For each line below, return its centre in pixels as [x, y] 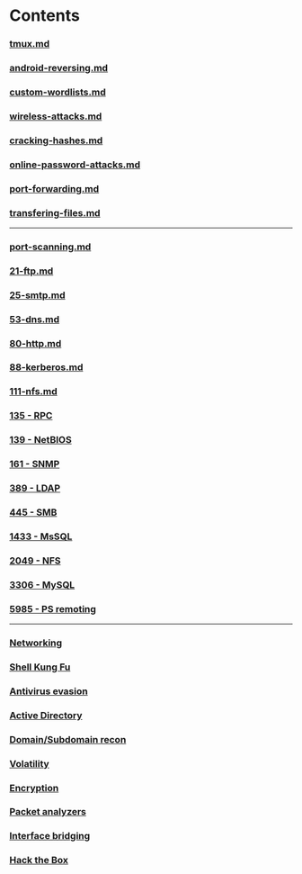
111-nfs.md [34, 392]
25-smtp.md [37, 295]
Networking [36, 643]
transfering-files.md [55, 212]
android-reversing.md [59, 68]
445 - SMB [33, 512]
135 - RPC [31, 416]
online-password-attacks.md [75, 165]
